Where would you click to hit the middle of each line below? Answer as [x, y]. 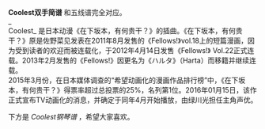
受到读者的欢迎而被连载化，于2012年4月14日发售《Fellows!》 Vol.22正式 [131, 50]
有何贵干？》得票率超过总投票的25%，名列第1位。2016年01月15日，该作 [139, 90]
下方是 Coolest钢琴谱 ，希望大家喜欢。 [71, 117]
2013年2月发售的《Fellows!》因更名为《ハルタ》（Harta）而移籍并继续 [136, 60]
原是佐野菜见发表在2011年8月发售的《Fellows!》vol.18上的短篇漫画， [138, 40]
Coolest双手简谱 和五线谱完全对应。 [67, 12]
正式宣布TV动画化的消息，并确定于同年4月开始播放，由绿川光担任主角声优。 [133, 100]
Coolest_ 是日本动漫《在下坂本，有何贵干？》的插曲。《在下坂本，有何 [122, 30]
